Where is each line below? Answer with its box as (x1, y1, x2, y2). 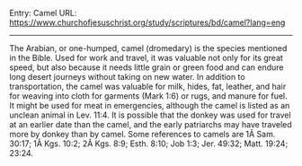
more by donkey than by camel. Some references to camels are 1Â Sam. (9, 129, 276, 139)
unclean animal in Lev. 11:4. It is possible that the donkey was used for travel (9, 109, 291, 120)
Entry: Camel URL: (9, 8, 77, 18)
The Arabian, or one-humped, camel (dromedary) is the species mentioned (9, 43, 288, 53)
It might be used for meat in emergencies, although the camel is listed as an (9, 100, 290, 110)
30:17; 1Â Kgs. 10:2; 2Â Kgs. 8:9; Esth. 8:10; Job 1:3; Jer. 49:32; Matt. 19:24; (9, 138, 289, 149)
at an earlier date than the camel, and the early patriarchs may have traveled (9, 119, 292, 129)
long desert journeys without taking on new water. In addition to (9, 72, 245, 82)
